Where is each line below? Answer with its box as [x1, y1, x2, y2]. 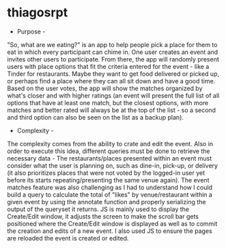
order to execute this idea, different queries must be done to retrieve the [7, 147, 210, 155]
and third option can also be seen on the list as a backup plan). [7, 113, 184, 121]
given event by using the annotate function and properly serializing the [7, 197, 206, 206]
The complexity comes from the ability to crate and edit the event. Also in [7, 139, 214, 148]
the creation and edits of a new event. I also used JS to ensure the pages [7, 227, 213, 235]
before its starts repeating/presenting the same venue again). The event [7, 176, 210, 184]
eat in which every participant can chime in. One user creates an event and [7, 48, 218, 56]
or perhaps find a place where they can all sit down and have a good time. [7, 77, 216, 85]
